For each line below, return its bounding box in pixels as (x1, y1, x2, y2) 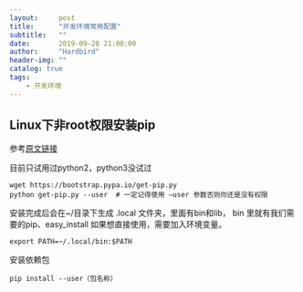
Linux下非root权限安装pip (9, 118, 156, 133)
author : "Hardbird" (9, 47, 100, 57)
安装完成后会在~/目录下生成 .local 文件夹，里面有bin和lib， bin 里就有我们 (9, 207, 287, 219)
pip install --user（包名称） (9, 275, 118, 284)
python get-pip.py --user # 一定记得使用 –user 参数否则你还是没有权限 (9, 191, 268, 200)
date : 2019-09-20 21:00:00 (9, 38, 137, 48)
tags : (9, 73, 30, 82)
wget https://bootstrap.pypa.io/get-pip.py (9, 181, 178, 190)
